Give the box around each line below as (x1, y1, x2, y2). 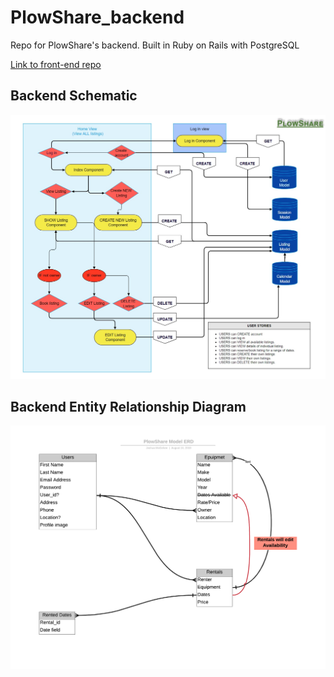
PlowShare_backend (10, 6, 185, 29)
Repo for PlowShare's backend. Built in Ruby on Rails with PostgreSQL (10, 39, 300, 51)
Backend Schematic (10, 87, 138, 105)
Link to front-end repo (10, 58, 102, 70)
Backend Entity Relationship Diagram (10, 398, 247, 415)
